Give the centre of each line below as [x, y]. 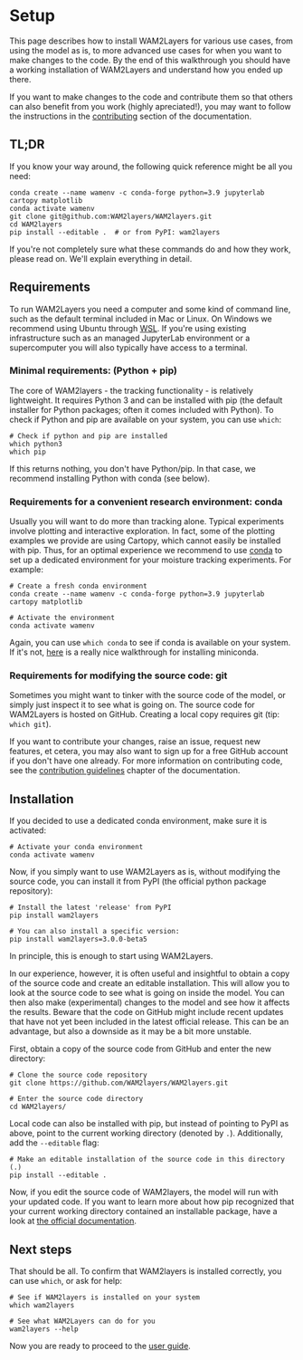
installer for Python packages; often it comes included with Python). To [142, 409]
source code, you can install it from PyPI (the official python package [138, 881]
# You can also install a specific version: [95, 932]
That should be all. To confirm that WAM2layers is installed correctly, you [146, 1271]
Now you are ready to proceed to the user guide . [100, 1346]
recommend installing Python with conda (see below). [110, 478]
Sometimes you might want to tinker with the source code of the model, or [148, 695]
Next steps [41, 1249]
